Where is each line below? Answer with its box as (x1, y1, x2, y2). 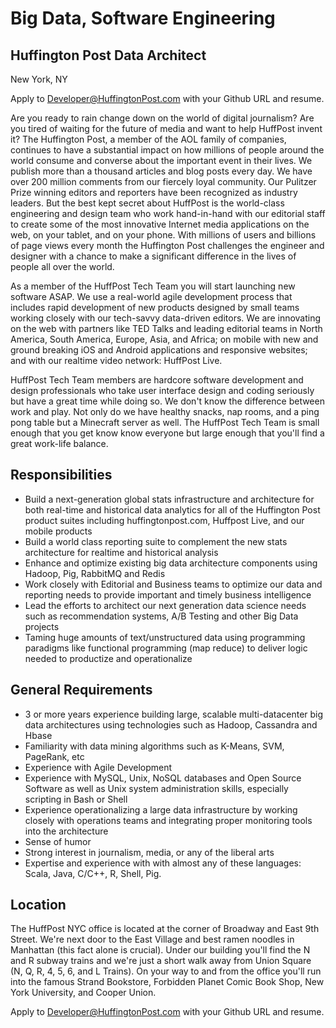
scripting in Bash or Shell (24, 793, 128, 805)
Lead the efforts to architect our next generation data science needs (24, 599, 307, 611)
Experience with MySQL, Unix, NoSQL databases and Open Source (24, 772, 302, 784)
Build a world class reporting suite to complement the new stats (24, 535, 288, 547)
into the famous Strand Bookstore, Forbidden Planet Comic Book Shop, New (10, 976, 325, 988)
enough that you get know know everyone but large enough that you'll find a (10, 427, 325, 439)
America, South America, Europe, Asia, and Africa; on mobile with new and (10, 333, 319, 345)
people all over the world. (10, 261, 115, 272)
